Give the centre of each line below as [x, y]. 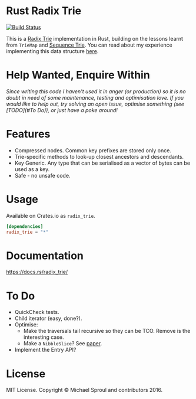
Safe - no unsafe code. [42, 175]
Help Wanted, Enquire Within [78, 75]
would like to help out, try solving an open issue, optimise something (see [95, 104]
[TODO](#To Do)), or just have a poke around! [62, 110]
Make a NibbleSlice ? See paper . [63, 344]
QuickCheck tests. [37, 312]
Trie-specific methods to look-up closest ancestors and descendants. [99, 156]
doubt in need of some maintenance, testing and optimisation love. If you [95, 97]
